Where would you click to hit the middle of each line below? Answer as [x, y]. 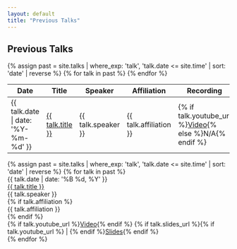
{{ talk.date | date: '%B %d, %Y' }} [57, 179]
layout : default [31, 14]
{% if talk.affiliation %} [40, 202]
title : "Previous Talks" [44, 20]
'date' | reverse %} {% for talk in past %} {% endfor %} [87, 73]
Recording [204, 91]
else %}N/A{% [202, 133]
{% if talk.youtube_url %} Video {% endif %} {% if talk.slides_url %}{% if [111, 224]
